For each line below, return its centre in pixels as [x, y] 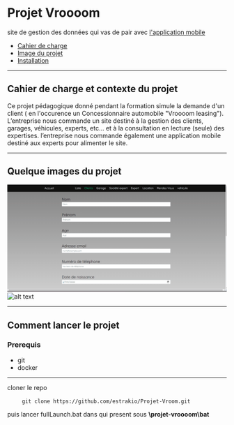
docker [28, 367]
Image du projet [40, 53]
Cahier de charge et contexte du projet [93, 89]
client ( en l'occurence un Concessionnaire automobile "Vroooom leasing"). [116, 113]
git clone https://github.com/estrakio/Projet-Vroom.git [106, 401]
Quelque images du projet [64, 171]
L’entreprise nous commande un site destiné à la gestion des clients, [106, 121]
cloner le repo [27, 387]
